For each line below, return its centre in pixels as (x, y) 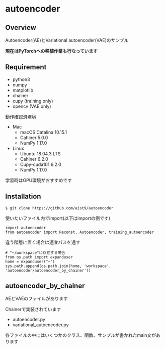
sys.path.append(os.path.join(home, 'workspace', (58, 266)
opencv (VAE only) (32, 106)
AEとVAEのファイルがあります (36, 298)
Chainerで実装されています (33, 310)
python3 (21, 79)
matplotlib (23, 90)
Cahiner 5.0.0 (34, 138)
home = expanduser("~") (30, 261)
